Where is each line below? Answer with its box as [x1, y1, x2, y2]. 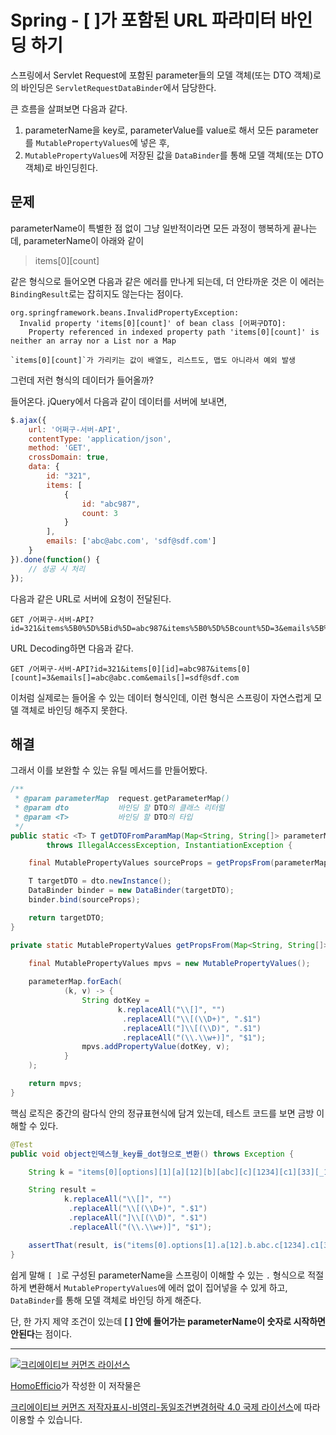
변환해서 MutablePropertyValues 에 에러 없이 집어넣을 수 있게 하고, [28, 1281, 288, 1293]
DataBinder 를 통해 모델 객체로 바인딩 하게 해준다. [10, 1294, 202, 1306]
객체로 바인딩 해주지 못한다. [20, 704, 128, 716]
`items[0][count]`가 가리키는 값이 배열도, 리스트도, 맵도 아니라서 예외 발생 [10, 355, 296, 365]
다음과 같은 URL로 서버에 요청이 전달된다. [10, 592, 172, 605]
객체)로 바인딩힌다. [24, 161, 98, 173]
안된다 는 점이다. [10, 1327, 73, 1340]
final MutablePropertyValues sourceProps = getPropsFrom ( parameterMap [28, 858, 329, 868]
